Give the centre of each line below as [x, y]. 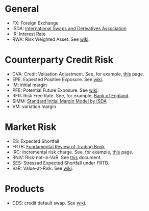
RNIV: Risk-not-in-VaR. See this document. [57, 157]
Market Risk [31, 127]
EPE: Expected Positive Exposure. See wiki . [58, 79]
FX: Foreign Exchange [35, 23]
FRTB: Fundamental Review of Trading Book [58, 146]
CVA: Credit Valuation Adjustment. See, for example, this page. [78, 74]
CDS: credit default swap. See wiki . [49, 203]
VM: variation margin [34, 106]
